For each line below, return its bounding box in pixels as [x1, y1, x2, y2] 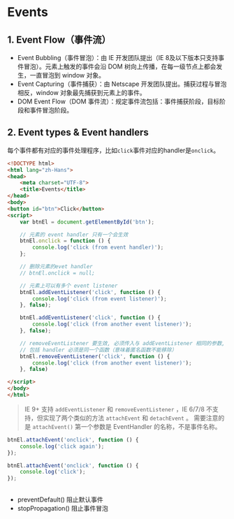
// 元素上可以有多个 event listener [20, 282, 118, 289]
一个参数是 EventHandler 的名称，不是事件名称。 [80, 422, 221, 430]
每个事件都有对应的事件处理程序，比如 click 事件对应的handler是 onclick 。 [7, 146, 220, 154]
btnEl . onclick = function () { [20, 237, 111, 244]
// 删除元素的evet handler [20, 263, 93, 270]
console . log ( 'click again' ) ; [20, 443, 105, 450]
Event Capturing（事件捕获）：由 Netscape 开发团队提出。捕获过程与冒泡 [17, 80, 227, 88]
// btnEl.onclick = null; [20, 270, 96, 277]
